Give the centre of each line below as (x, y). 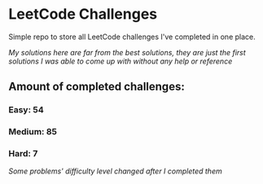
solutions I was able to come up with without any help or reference (121, 61)
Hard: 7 (23, 154)
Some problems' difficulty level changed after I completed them (115, 171)
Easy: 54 (26, 110)
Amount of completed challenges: (96, 87)
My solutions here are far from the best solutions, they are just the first (127, 52)
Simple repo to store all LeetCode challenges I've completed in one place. (132, 37)
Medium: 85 (33, 132)
